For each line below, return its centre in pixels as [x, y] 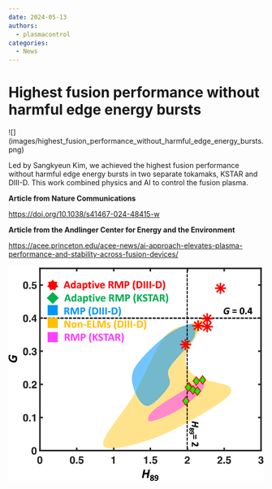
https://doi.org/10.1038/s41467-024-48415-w [84, 214]
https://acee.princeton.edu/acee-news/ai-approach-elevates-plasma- [126, 246]
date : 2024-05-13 [38, 17]
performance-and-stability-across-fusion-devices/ [93, 254]
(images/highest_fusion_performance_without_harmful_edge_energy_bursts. [136, 141]
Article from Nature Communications [72, 198]
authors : [23, 26]
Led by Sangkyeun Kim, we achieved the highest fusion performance [124, 166]
